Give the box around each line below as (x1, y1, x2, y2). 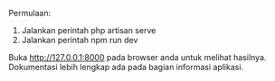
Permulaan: (8, 8, 52, 18)
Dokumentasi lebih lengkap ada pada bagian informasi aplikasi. (8, 62, 244, 72)
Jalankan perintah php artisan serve (21, 25, 156, 35)
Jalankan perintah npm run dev (21, 35, 138, 45)
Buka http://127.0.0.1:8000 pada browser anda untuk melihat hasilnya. (8, 52, 267, 62)
